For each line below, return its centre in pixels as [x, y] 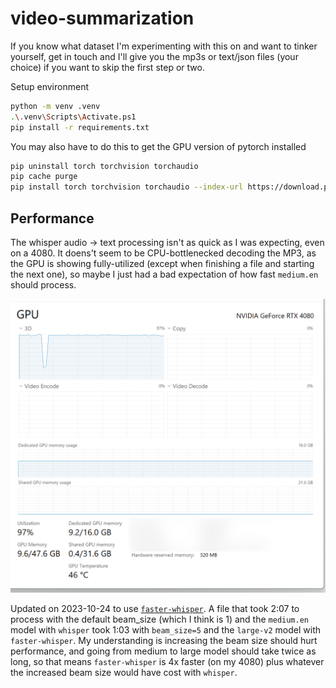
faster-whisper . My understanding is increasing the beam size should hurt [164, 640]
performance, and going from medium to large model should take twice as [163, 651]
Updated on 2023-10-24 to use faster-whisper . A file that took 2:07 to [155, 608]
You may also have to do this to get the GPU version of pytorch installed [158, 146]
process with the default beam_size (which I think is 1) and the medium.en [159, 619]
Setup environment [49, 86]
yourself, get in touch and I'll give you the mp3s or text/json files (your [154, 56]
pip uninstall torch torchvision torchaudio [104, 166]
